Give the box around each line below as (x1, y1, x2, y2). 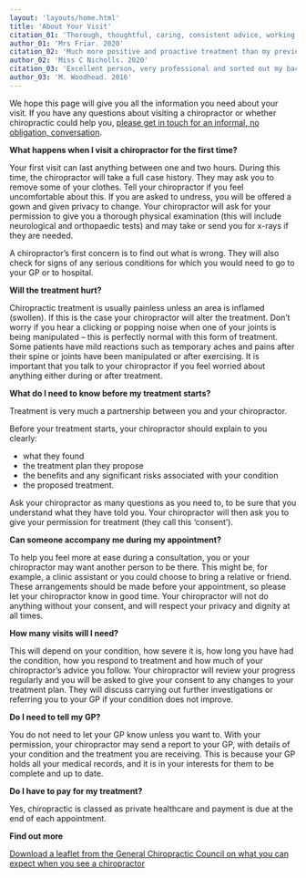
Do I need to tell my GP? (9, 711, 101, 722)
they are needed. (9, 230, 74, 241)
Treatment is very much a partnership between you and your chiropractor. (9, 405, 288, 416)
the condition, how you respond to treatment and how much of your (9, 655, 264, 666)
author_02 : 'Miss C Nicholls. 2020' (9, 56, 148, 65)
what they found (22, 450, 85, 461)
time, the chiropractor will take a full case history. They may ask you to (9, 171, 275, 182)
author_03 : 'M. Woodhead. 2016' (9, 73, 132, 82)
